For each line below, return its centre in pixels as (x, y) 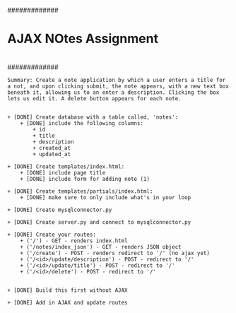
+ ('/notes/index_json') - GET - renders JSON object (101, 247)
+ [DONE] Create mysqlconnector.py (60, 210)
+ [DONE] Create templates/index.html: (66, 167)
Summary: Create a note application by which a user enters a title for (117, 81)
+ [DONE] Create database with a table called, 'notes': (93, 117)
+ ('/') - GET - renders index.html (74, 241)
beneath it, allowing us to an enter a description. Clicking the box (113, 93)
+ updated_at (52, 155)
